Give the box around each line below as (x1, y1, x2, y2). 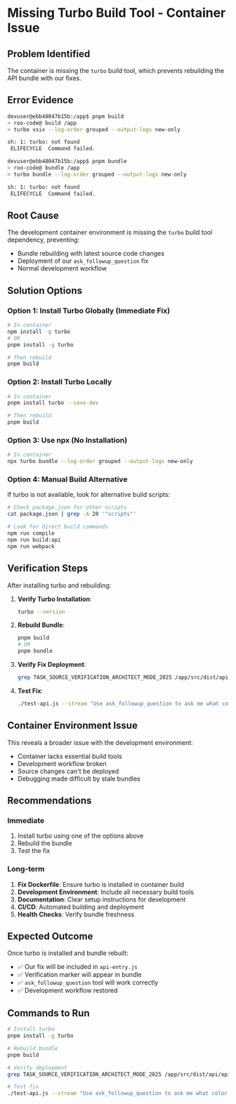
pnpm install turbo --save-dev (7, 399, 99, 407)
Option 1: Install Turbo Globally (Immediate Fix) (7, 306, 171, 316)
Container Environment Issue (7, 720, 138, 732)
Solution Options (7, 285, 83, 297)
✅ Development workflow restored (17, 986, 118, 995)
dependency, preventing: (7, 235, 80, 244)
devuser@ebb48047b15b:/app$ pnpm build (7, 112, 124, 120)
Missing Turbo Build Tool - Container (7, 5, 226, 21)
